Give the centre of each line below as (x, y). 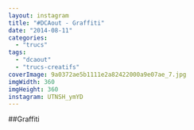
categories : (28, 38)
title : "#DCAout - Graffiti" (56, 23)
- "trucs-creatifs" (48, 67)
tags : (17, 52)
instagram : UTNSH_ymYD (46, 97)
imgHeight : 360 (33, 89)
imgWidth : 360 (32, 82)
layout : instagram (39, 15)
